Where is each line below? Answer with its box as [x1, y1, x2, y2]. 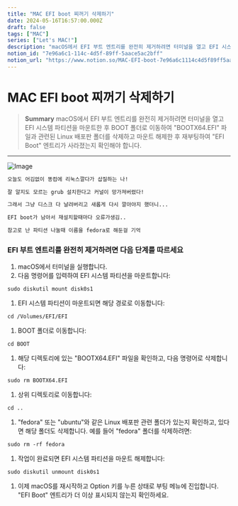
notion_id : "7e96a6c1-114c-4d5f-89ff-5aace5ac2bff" [7, 50, 163, 58]
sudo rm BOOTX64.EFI [7, 377, 69, 384]
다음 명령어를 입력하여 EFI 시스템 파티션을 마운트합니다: [17, 271, 171, 280]
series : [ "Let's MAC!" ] [7, 37, 78, 44]
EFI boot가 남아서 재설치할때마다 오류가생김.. [7, 214, 127, 221]
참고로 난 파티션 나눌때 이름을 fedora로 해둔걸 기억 [7, 227, 141, 235]
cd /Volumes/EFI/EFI [7, 313, 69, 321]
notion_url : [7, 57, 42, 64]
